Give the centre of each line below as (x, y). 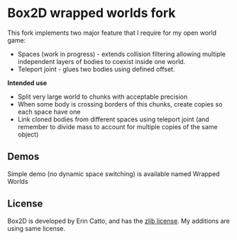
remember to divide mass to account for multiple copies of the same (117, 126)
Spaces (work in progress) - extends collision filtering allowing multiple (121, 54)
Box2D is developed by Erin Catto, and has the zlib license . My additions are (119, 221)
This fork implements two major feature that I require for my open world (112, 33)
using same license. (37, 228)
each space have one (49, 111)
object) (28, 134)
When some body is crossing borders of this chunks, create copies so (120, 104)
